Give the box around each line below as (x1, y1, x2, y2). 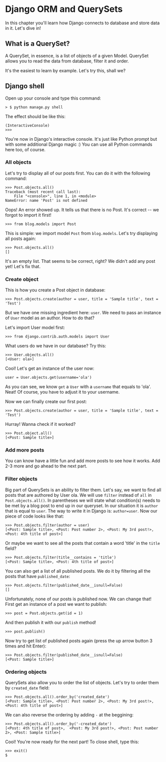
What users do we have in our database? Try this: (5, 343, 107, 349)
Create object (5, 276, 39, 283)
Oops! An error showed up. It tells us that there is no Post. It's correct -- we (5, 207, 160, 213)
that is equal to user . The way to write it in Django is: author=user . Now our (5, 508, 158, 514)
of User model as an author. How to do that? (5, 315, 95, 321)
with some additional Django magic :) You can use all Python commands (5, 141, 153, 147)
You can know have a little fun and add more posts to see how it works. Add (5, 458, 160, 464)
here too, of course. (5, 146, 46, 152)
